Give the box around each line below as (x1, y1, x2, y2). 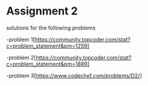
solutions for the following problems (6, 24, 96, 31)
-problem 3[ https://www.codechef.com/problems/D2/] (6, 72, 142, 79)
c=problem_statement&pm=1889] (6, 60, 89, 68)
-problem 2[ (6, 54, 36, 61)
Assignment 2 (6, 4, 78, 18)
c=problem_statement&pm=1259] (6, 42, 89, 49)
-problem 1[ (6, 36, 35, 43)
